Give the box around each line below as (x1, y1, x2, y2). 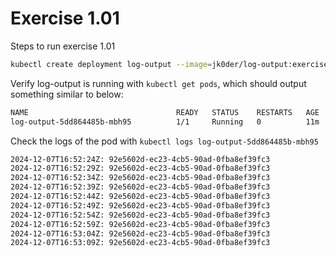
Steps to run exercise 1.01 (10, 40, 116, 52)
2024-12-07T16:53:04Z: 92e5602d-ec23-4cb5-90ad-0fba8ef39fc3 (10, 228, 271, 239)
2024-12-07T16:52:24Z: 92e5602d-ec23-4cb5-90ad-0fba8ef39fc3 (10, 154, 271, 164)
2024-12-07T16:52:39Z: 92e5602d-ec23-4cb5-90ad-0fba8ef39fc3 (10, 182, 271, 192)
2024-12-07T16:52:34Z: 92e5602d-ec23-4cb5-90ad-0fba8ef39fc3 (10, 173, 271, 183)
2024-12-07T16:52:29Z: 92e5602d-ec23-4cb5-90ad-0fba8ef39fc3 (10, 163, 271, 174)
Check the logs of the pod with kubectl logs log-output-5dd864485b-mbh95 (10, 135, 319, 147)
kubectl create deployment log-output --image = (10, 59, 213, 69)
